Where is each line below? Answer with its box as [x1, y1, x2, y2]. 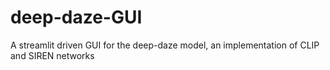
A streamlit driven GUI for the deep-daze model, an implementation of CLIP [10, 39, 320, 51]
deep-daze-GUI [10, 6, 143, 29]
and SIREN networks [10, 49, 95, 61]
